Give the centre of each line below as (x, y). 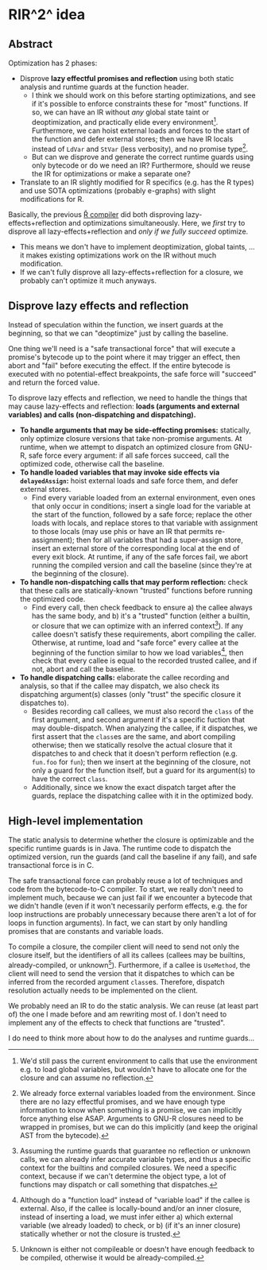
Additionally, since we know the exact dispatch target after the (133, 788)
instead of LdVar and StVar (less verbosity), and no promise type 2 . (140, 148)
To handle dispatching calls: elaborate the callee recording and (124, 678)
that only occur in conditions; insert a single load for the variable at (141, 506)
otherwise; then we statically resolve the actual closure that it (132, 745)
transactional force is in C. (51, 865)
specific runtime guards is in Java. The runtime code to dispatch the (120, 849)
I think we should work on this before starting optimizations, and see (143, 95)
